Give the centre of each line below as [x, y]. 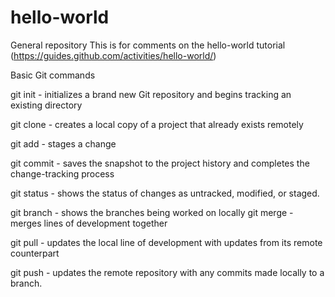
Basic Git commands [53, 75]
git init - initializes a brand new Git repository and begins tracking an [151, 94]
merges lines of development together [89, 223]
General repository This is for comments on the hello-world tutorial [148, 45]
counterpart [35, 253]
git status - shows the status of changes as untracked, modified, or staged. [165, 193]
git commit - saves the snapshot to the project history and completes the [160, 163]
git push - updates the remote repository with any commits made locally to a [167, 272]
